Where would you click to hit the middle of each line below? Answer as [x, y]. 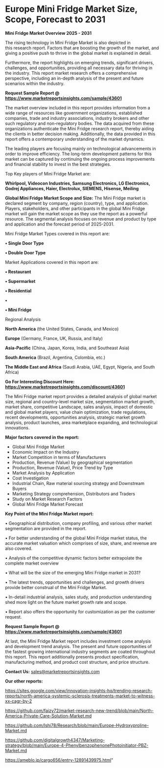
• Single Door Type [24, 243]
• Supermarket [20, 281]
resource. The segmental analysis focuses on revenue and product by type [81, 219]
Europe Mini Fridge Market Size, [71, 9]
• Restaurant [18, 272]
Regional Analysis [23, 319]
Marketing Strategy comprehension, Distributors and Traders [74, 494]
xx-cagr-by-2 [19, 701]
